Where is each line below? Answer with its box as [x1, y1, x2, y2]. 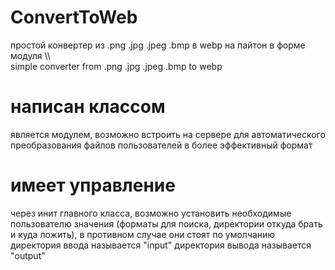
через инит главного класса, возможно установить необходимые [10, 207, 292, 219]
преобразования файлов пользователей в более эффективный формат [10, 139, 313, 151]
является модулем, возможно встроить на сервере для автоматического [10, 128, 326, 140]
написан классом [10, 96, 166, 118]
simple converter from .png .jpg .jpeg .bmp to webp [10, 60, 223, 72]
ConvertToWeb [10, 6, 138, 29]
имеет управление [10, 174, 176, 197]
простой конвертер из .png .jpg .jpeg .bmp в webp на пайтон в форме [10, 39, 306, 51]
